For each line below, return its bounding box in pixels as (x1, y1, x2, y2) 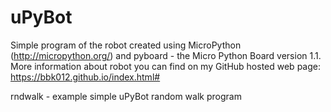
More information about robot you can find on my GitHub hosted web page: (10, 60, 321, 72)
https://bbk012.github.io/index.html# (10, 71, 161, 83)
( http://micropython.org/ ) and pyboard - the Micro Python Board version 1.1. (10, 49, 322, 61)
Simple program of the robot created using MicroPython (10, 39, 242, 51)
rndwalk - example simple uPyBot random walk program (10, 90, 242, 102)
